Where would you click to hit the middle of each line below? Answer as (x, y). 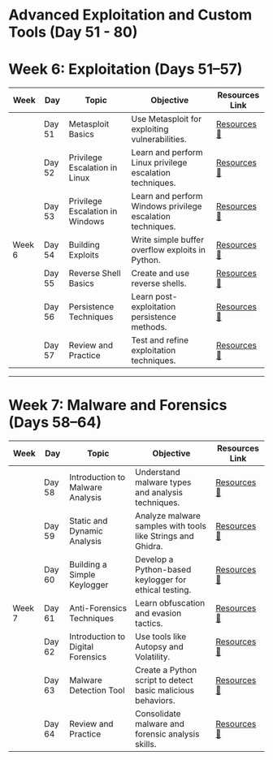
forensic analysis (167, 734)
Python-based (163, 570)
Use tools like (161, 637)
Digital (81, 647)
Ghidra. (149, 546)
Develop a (154, 559)
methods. (149, 327)
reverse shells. (159, 283)
